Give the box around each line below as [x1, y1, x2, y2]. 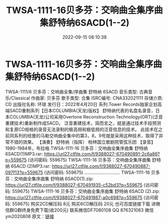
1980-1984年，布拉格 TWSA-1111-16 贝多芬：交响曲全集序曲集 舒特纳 [5, 145, 148, 151]
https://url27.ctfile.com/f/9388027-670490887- [52, 163, 151, 169]
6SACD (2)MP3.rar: [11, 163, 51, 169]
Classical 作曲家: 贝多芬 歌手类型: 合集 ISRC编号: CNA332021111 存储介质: [11, 95, 163, 101]
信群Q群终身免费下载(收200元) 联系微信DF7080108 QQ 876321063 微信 [5, 207, 154, 213]
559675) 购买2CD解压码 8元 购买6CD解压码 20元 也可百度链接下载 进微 [12, 200, 160, 206]
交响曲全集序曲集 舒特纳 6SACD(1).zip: [14, 175, 94, 181]
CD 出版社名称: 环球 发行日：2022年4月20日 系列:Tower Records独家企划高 [5, 101, 162, 107]
